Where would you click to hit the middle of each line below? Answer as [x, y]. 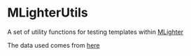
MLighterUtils [48, 13]
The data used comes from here [54, 45]
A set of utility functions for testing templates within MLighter [95, 32]
